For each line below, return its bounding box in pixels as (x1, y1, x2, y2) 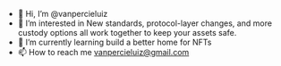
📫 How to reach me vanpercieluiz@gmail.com (17, 47, 190, 57)
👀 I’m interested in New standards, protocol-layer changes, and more (17, 18, 273, 29)
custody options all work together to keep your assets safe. (17, 28, 237, 37)
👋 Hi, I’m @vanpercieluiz (17, 9, 108, 19)
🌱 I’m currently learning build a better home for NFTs (17, 37, 212, 47)
